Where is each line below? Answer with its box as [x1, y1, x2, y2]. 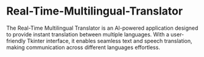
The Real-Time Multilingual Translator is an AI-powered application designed [6, 24, 199, 32]
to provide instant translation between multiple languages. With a [6, 30, 169, 38]
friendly [6, 37, 26, 44]
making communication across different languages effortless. [6, 44, 160, 51]
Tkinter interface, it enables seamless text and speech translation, [27, 37, 193, 44]
